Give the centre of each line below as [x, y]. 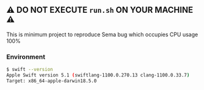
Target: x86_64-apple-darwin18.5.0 [52, 81]
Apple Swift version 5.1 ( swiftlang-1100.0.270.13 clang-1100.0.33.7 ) [98, 75]
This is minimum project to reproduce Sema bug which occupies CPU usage [102, 34]
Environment [26, 56]
